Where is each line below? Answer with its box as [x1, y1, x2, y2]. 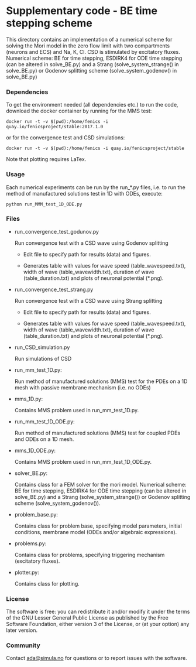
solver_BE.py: [14, 470, 48, 477]
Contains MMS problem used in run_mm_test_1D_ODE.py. [14, 458, 152, 465]
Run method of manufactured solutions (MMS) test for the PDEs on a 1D [14, 378, 188, 385]
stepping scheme [6, 16, 92, 30]
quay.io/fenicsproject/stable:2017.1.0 [6, 124, 104, 130]
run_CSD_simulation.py [14, 344, 70, 351]
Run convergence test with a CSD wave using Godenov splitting [14, 239, 169, 247]
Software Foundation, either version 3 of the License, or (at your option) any [6, 621, 190, 628]
